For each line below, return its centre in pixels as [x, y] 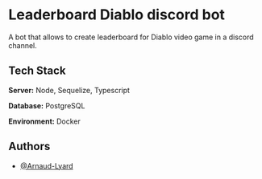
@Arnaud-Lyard [47, 165]
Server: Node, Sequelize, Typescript [69, 90]
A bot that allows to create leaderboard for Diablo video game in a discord [131, 37]
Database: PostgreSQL [47, 105]
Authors [29, 146]
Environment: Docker [44, 121]
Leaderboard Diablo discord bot [117, 15]
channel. [23, 45]
